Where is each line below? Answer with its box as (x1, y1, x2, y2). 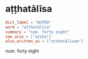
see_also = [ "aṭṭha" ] (5, 34, 52, 39)
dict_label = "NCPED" (5, 20, 52, 25)
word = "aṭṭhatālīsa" (5, 24, 52, 29)
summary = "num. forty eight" (5, 29, 70, 35)
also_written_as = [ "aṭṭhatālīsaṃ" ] (5, 39, 83, 44)
